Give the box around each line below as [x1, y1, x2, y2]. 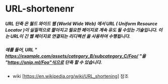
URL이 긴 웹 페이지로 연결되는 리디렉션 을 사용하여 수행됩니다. [10, 33, 131, 39]
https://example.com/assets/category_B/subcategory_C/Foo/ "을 [5, 53, 146, 59]
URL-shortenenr [5, 3, 75, 15]
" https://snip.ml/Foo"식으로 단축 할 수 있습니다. [5, 59, 102, 65]
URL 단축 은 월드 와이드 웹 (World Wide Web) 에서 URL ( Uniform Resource [5, 21, 158, 27]
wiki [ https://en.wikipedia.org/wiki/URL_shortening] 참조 [12, 73, 129, 79]
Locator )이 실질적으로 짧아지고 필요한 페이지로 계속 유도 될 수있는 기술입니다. [5, 27, 157, 33]
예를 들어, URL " [5, 47, 37, 53]
